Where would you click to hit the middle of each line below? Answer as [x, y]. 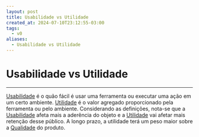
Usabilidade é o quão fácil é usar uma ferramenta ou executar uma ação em [99, 96]
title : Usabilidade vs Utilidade [47, 17]
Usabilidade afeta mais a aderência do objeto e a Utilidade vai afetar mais [96, 115]
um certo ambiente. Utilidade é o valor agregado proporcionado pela [90, 102]
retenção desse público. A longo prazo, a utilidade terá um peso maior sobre [99, 121]
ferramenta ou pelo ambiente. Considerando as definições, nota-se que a [96, 109]
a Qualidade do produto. [36, 128]
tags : [13, 28]
